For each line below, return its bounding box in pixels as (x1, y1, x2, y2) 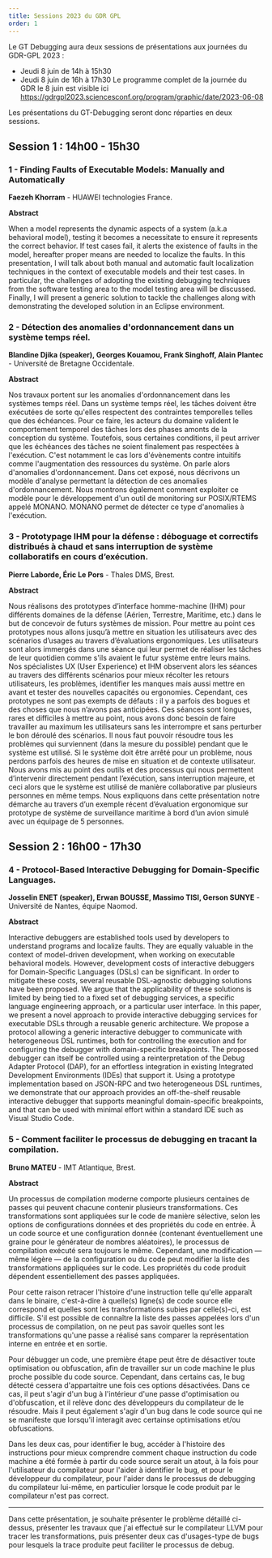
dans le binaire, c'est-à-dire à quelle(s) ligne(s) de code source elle (8, 1295, 233, 1305)
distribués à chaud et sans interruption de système (8, 541, 213, 552)
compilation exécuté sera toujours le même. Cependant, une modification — (8, 1245, 262, 1255)
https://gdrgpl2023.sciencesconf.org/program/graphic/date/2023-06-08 (19, 92, 264, 101)
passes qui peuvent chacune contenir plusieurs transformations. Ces (8, 1202, 239, 1212)
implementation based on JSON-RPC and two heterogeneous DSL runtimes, (8, 1079, 262, 1089)
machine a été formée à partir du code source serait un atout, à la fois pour (8, 1456, 259, 1466)
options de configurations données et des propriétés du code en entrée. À (8, 1219, 257, 1229)
